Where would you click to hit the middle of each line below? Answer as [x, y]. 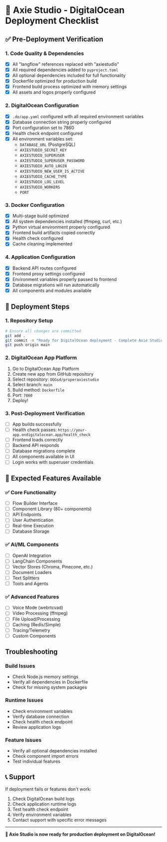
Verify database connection [41, 716]
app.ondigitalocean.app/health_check [51, 435]
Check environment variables [42, 711]
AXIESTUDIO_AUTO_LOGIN [43, 166]
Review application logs [37, 727]
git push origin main [28, 345]
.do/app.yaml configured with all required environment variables [78, 116]
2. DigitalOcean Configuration [42, 106]
